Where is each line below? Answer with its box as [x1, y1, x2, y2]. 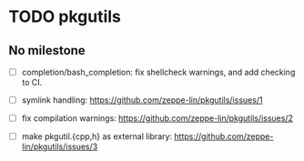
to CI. [21, 77, 43, 88]
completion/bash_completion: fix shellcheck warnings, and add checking [21, 66, 296, 77]
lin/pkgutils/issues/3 [21, 141, 98, 152]
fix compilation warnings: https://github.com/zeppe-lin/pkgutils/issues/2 [21, 113, 293, 124]
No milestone [8, 43, 86, 58]
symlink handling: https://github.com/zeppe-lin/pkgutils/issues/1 [21, 95, 263, 106]
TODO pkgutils [8, 6, 122, 27]
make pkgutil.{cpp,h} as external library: [21, 131, 173, 142]
